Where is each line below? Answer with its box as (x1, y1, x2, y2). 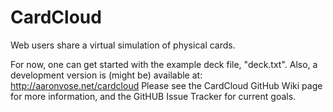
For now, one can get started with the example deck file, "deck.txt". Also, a (10, 58, 318, 70)
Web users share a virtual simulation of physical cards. (10, 39, 236, 51)
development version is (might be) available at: (10, 69, 203, 81)
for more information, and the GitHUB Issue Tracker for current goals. (10, 90, 297, 102)
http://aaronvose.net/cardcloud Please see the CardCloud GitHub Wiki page (10, 79, 323, 91)
